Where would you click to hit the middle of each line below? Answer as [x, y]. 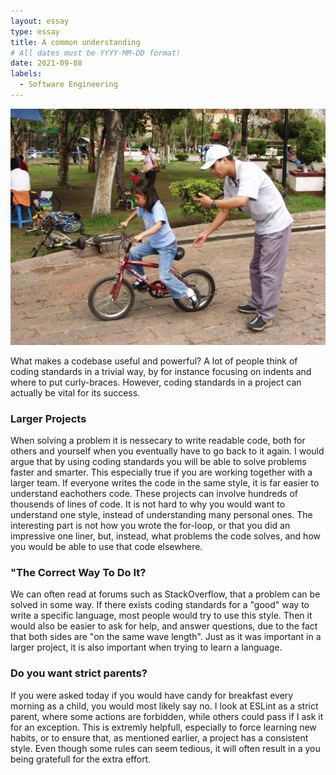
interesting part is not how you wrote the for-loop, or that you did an [150, 526]
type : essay [35, 31]
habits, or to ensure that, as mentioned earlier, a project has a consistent [159, 737]
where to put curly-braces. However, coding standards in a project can [156, 382]
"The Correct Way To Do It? [78, 573]
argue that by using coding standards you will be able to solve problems [158, 462]
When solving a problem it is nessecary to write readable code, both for [158, 441]
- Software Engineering [68, 85]
